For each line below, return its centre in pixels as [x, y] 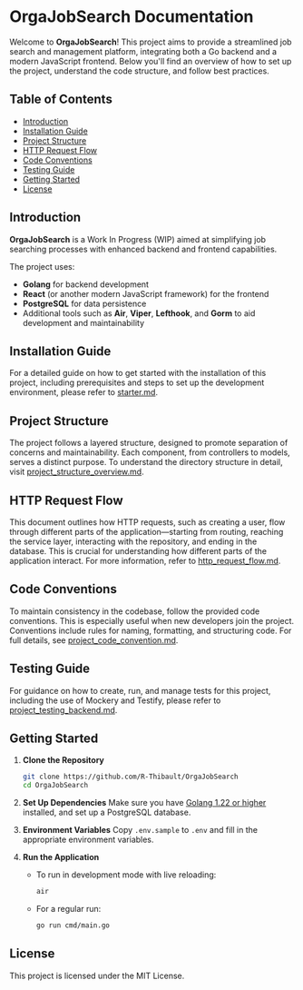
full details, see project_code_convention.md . [94, 640]
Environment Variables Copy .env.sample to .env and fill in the [140, 830]
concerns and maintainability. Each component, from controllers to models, [150, 452]
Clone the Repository [63, 760]
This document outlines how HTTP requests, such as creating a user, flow [147, 522]
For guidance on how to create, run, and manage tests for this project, [140, 690]
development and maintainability [83, 322]
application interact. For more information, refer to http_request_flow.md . [145, 561]
